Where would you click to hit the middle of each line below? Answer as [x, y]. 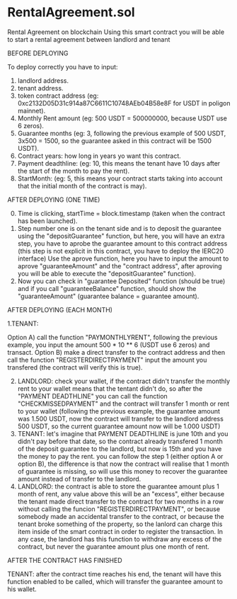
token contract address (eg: [58, 96]
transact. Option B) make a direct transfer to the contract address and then [116, 352]
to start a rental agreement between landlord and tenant [89, 39]
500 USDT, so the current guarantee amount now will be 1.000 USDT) [119, 426]
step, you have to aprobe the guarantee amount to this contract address [122, 243]
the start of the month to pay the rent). [73, 171]
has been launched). [47, 221]
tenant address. [40, 88]
